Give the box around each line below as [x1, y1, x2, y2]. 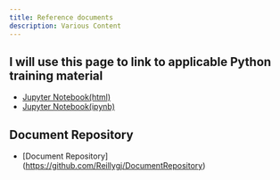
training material [9, 68, 103, 83]
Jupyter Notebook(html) [21, 92, 111, 102]
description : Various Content [9, 21, 122, 30]
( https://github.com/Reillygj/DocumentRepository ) [21, 160, 206, 171]
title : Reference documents [9, 12, 114, 22]
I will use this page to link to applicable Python [9, 54, 272, 70]
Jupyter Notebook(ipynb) [21, 102, 116, 112]
